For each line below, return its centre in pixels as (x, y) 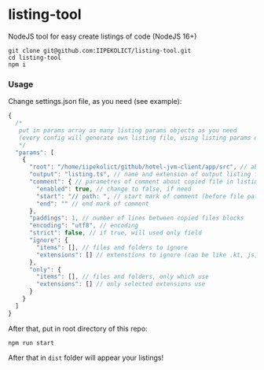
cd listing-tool (35, 57)
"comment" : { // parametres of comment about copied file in (131, 182)
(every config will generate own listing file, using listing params (135, 138)
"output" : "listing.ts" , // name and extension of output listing (140, 175)
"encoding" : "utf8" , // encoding (84, 226)
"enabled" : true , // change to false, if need (114, 189)
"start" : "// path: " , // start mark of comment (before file (140, 196)
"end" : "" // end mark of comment (93, 203)
